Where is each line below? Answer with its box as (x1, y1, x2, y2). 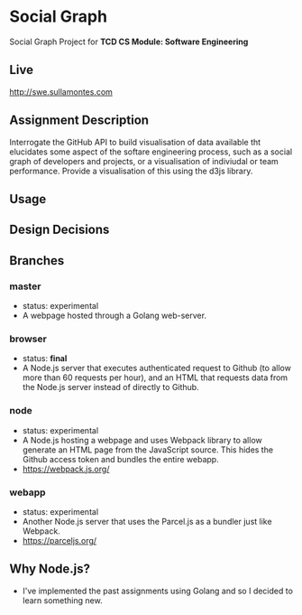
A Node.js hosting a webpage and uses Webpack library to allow (22, 434, 263, 445)
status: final (22, 353, 68, 364)
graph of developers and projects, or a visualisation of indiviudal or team (9, 155, 279, 166)
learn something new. (22, 594, 103, 606)
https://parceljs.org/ (22, 535, 97, 545)
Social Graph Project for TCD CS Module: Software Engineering (9, 36, 249, 47)
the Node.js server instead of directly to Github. (22, 382, 200, 393)
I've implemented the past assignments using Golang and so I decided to (22, 585, 293, 596)
